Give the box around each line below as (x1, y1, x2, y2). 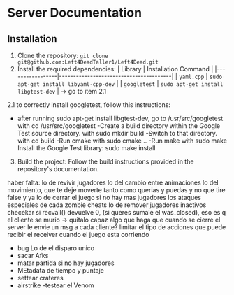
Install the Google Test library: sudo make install (17, 144, 156, 152)
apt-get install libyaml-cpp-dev (17, 81, 115, 88)
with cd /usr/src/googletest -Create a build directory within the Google (17, 122, 221, 130)
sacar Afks (17, 252, 49, 259)
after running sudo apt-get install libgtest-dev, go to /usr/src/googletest (17, 114, 224, 122)
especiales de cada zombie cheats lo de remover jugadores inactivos (7, 201, 207, 209)
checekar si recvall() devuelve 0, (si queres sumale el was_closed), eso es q (7, 208, 226, 216)
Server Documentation (7, 5, 142, 21)
